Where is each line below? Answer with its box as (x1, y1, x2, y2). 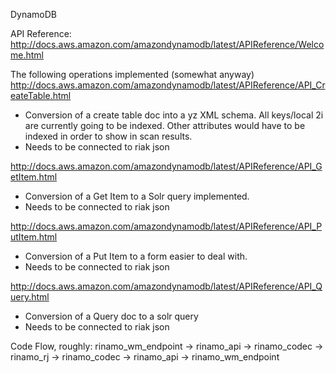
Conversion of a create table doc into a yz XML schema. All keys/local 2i (24, 109, 324, 121)
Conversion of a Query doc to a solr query (24, 310, 199, 322)
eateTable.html (10, 90, 72, 101)
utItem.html (10, 231, 58, 243)
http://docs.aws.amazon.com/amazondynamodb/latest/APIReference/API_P (10, 220, 323, 232)
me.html (10, 49, 44, 61)
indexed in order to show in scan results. (24, 130, 193, 142)
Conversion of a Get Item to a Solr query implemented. (24, 190, 250, 202)
